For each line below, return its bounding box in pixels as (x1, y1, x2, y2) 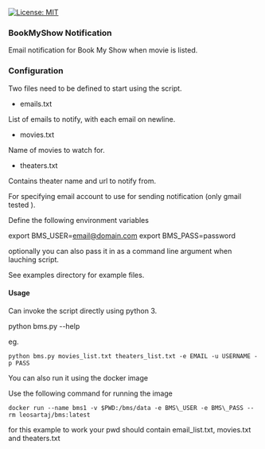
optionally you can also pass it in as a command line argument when (8, 246, 232, 256)
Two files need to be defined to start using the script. (8, 84, 182, 93)
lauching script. (8, 255, 60, 264)
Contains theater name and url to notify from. (8, 176, 157, 185)
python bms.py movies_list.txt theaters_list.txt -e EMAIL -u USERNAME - (8, 352, 259, 360)
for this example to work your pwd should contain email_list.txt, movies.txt (8, 424, 251, 434)
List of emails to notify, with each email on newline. (8, 114, 176, 123)
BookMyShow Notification (8, 27, 113, 38)
